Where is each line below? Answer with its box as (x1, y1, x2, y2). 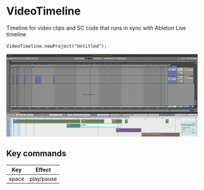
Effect (35, 166, 52, 174)
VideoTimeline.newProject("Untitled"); (6, 43, 107, 49)
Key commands (6, 148, 67, 159)
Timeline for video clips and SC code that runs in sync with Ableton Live (6, 24, 186, 31)
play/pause (29, 175, 58, 182)
